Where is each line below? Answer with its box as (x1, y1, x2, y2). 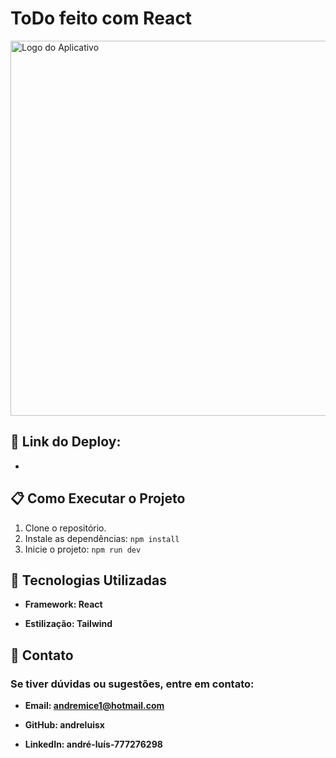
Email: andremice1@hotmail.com (24, 700, 165, 712)
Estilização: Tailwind (24, 618, 113, 630)
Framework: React (24, 598, 103, 611)
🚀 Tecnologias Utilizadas (10, 572, 167, 589)
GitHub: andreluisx (24, 719, 105, 731)
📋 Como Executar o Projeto (10, 490, 186, 507)
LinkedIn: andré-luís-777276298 (24, 738, 163, 751)
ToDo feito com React (10, 7, 193, 30)
